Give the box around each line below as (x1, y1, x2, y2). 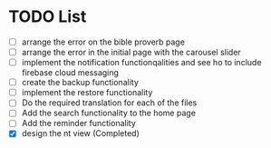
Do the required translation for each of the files (21, 97, 198, 108)
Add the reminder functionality (21, 118, 137, 129)
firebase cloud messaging (21, 67, 120, 78)
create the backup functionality (21, 77, 140, 88)
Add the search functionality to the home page (21, 107, 197, 119)
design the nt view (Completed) (21, 128, 140, 139)
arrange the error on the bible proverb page (21, 36, 185, 47)
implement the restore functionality (21, 87, 153, 98)
